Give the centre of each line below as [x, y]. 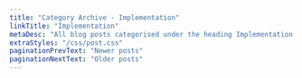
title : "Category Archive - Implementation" [94, 17]
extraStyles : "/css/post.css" [66, 43]
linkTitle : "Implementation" [64, 26]
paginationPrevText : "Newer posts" [76, 51]
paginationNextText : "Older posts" [76, 59]
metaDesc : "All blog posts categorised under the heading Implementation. [153, 34]
